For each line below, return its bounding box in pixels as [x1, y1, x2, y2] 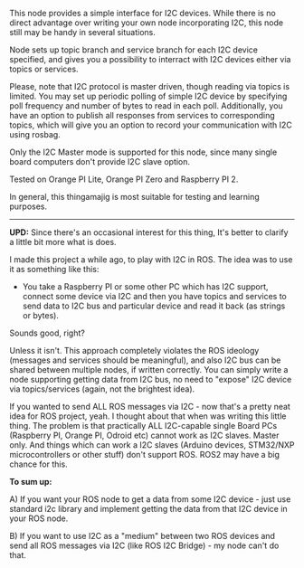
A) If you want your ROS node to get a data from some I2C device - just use [9, 494, 291, 505]
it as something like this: [9, 264, 100, 274]
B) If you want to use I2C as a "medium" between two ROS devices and [9, 531, 276, 541]
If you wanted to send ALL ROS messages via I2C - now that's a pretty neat [9, 402, 291, 412]
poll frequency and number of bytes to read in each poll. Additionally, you [9, 100, 283, 111]
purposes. [9, 201, 48, 212]
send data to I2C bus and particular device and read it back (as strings [22, 300, 286, 311]
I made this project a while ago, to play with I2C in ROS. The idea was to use [9, 254, 293, 265]
